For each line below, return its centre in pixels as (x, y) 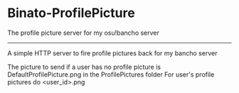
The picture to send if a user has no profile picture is (84, 67)
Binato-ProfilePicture (71, 13)
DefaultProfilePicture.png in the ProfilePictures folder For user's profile (111, 74)
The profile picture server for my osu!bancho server (84, 33)
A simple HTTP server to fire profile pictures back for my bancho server (112, 53)
